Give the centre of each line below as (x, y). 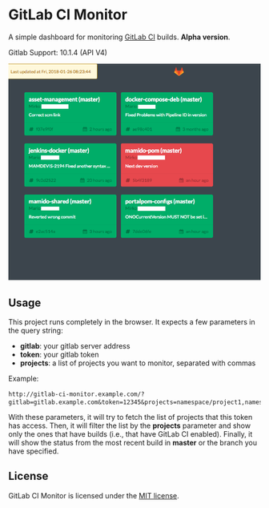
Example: (24, 379)
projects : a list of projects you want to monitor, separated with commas (138, 363)
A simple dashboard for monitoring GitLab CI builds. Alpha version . (119, 37)
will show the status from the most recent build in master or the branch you (133, 443)
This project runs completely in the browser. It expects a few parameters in (132, 322)
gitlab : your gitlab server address (75, 346)
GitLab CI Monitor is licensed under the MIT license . (94, 495)
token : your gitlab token (59, 355)
